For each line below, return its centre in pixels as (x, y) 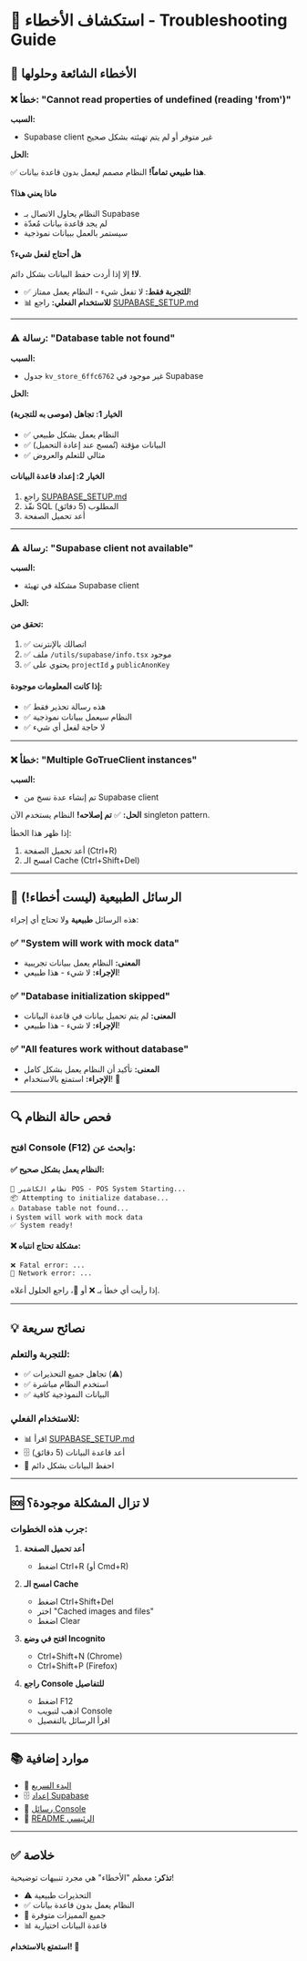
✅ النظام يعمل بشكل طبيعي (71, 434)
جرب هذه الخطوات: (49, 1528)
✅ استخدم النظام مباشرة (66, 1384)
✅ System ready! (42, 1226)
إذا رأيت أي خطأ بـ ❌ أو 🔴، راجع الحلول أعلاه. (85, 1291)
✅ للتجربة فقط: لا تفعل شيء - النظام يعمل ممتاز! (107, 291)
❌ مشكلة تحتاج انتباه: (46, 1245)
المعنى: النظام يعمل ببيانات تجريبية (82, 963)
